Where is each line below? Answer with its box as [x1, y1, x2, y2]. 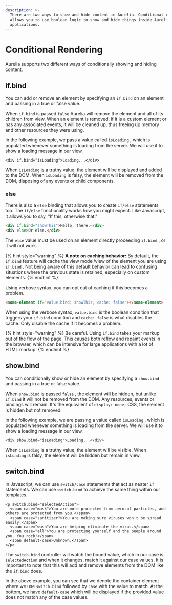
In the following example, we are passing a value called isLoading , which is [5, 417, 165, 423]
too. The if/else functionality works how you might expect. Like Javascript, [5, 208, 165, 214]
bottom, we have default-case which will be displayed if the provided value [5, 589, 164, 595]
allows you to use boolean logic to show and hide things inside [10, 17, 153, 22]
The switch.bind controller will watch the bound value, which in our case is [5, 551, 164, 557]
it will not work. [5, 243, 37, 249]
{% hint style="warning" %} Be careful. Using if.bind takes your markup [5, 330, 160, 336]
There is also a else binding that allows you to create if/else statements [5, 202, 159, 208]
